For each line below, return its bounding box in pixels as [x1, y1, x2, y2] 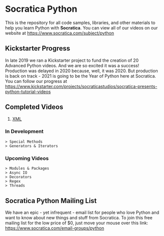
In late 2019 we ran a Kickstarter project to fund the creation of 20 [5, 57, 139, 63]
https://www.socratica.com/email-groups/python [5, 225, 105, 231]
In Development [5, 128, 44, 135]
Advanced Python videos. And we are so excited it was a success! [5, 62, 139, 68]
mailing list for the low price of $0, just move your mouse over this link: [5, 220, 148, 226]
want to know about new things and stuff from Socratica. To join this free [5, 214, 153, 220]
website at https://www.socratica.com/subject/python [5, 30, 114, 36]
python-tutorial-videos [5, 88, 51, 94]
